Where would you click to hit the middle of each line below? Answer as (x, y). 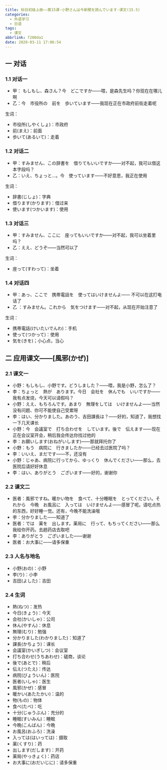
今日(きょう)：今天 (32, 613)
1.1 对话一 (16, 79)
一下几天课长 (25, 423)
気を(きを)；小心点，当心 (38, 341)
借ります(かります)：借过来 (40, 203)
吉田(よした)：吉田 (32, 580)
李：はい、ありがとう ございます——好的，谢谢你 (65, 473)
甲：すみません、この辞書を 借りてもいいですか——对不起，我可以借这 (86, 163)
